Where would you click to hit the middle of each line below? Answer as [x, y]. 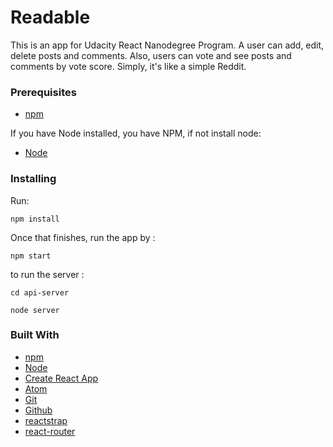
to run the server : [47, 274]
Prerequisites [43, 92]
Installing [33, 179]
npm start [31, 256]
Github [38, 410]
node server [35, 310]
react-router [50, 431]
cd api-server [40, 292]
